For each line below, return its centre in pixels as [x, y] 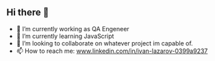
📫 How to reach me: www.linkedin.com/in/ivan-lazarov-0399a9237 [112, 51]
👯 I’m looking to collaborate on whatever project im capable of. [104, 43]
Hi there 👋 [28, 13]
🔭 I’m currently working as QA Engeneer [73, 28]
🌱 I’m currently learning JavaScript [65, 36]
